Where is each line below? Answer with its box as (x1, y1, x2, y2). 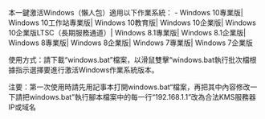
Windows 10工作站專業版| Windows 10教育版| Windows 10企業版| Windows (8, 18, 257, 27)
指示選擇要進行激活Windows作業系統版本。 (14, 65, 159, 75)
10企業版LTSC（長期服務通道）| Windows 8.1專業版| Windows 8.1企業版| (8, 28, 247, 37)
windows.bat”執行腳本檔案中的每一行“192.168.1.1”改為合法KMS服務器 (29, 92, 256, 101)
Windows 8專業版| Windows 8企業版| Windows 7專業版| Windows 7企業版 (8, 38, 253, 47)
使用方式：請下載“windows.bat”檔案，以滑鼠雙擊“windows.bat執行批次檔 (8, 55, 251, 64)
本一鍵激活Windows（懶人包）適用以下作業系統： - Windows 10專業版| (8, 8, 243, 17)
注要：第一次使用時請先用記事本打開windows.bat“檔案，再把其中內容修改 (8, 82, 251, 92)
